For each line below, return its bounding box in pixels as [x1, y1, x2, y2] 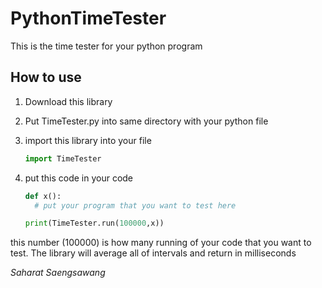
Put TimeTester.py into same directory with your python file [24, 115, 269, 127]
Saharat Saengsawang [10, 267, 106, 279]
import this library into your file [24, 134, 152, 146]
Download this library [24, 95, 113, 107]
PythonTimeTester [10, 7, 167, 30]
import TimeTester [24, 153, 102, 164]
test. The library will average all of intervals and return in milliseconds [10, 247, 297, 259]
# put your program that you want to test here [34, 200, 237, 211]
